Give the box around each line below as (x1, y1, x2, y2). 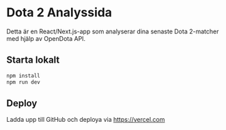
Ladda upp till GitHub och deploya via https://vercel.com (6, 116, 165, 124)
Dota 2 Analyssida (6, 5, 113, 20)
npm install (6, 72, 40, 79)
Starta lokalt (6, 54, 60, 66)
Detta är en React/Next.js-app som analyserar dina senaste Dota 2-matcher (6, 27, 219, 35)
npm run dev (6, 78, 40, 86)
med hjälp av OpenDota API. (6, 34, 86, 42)
